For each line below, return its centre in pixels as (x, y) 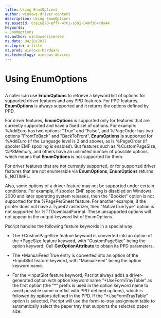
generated (22, 280)
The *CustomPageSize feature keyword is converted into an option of (82, 235)
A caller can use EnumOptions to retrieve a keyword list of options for (75, 95)
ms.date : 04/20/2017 (26, 41)
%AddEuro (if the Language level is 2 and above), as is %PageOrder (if (76, 141)
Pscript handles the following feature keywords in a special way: (69, 226)
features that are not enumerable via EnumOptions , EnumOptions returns (79, 171)
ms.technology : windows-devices (38, 55)
